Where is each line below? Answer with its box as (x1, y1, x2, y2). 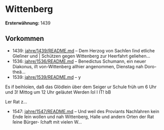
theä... (12, 69, 26, 75)
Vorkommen (5, 34, 44, 43)
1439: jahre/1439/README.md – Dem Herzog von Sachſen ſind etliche (12, 47, 155, 53)
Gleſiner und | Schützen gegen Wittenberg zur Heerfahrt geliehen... (12, 53, 151, 59)
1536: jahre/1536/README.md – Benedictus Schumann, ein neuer (12, 58, 147, 64)
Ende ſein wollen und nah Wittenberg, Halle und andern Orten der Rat (12, 114, 154, 120)
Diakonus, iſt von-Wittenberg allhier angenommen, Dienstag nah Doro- (12, 63, 157, 69)
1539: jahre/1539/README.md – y (12, 74, 81, 80)
